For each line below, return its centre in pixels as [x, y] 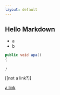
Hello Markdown [30, 29]
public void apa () [23, 55]
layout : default [21, 9]
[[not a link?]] [18, 78]
